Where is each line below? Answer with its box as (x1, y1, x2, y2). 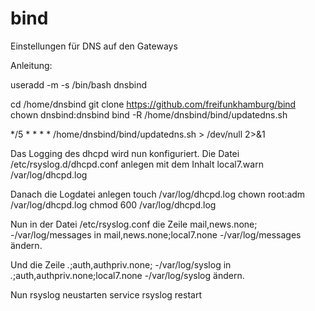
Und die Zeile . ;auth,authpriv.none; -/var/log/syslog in (10, 258, 232, 271)
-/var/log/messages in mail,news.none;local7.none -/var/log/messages (10, 228, 302, 241)
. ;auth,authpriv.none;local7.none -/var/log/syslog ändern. (10, 269, 245, 281)
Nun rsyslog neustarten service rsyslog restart (10, 288, 202, 301)
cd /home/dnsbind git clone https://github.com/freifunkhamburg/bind (10, 98, 297, 110)
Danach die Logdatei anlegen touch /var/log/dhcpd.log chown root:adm (10, 188, 306, 200)
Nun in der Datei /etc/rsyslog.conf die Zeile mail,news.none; (10, 218, 258, 230)
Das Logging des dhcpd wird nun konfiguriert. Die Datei (10, 147, 240, 159)
